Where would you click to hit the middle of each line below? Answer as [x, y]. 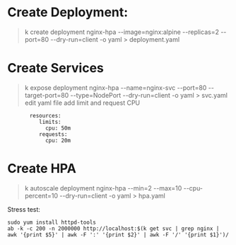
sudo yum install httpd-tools [52, 222]
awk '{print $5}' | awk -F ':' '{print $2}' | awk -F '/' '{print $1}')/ [118, 234]
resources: [45, 115]
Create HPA [42, 169]
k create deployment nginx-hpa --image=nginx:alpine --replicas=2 [122, 32]
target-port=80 [47, 95]
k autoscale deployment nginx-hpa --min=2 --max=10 [103, 188]
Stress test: [24, 209]
